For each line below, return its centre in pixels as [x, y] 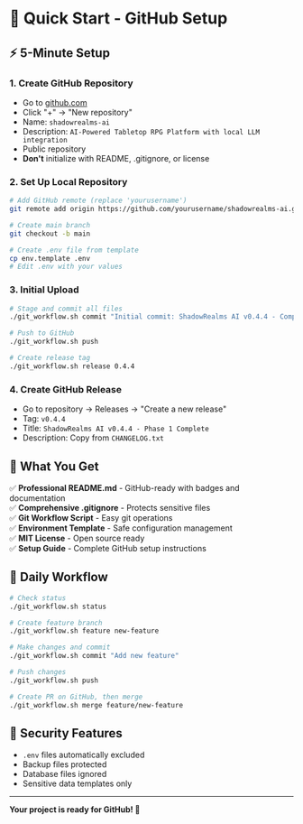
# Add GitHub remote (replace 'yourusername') [98, 201]
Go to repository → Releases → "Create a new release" [124, 409]
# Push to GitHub [42, 333]
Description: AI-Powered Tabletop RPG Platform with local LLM [141, 131]
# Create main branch [50, 225]
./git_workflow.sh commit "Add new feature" [94, 656]
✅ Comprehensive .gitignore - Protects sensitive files [110, 507]
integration [45, 140]
